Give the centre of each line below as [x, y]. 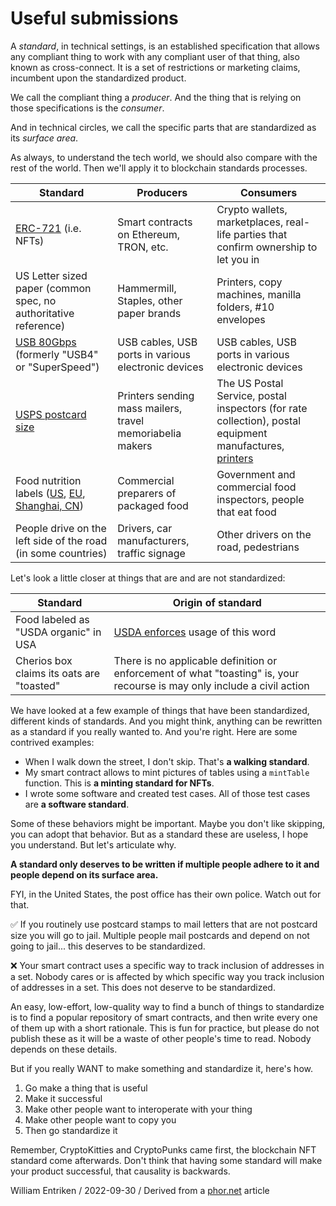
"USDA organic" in [58, 632]
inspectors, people [260, 499]
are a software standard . [77, 804]
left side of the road [61, 540]
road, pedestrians [258, 547]
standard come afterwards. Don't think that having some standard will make [166, 1160]
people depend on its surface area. [84, 874]
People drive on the [61, 528]
